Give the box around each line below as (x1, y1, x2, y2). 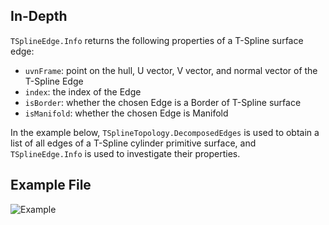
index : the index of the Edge (24, 85, 142, 98)
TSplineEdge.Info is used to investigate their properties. (10, 147, 241, 159)
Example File (10, 177, 92, 194)
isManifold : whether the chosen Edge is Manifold (24, 107, 229, 119)
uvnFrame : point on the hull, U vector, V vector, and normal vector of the (24, 64, 318, 76)
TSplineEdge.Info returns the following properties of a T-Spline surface (10, 34, 304, 46)
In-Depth (10, 8, 68, 25)
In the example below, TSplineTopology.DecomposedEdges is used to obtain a (10, 126, 320, 138)
